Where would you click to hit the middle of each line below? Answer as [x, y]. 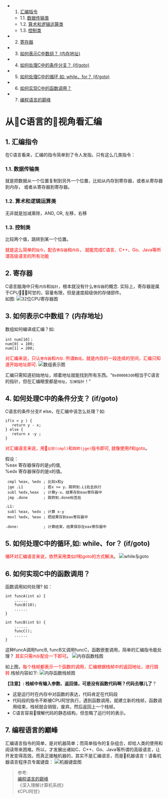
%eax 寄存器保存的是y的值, [33, 465]
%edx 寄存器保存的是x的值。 [35, 471]
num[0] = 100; [20, 344]
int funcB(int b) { [25, 622]
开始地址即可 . [23, 364]
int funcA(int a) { [25, 596]
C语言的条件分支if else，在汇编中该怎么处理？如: [55, 411]
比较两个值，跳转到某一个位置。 [38, 239]
